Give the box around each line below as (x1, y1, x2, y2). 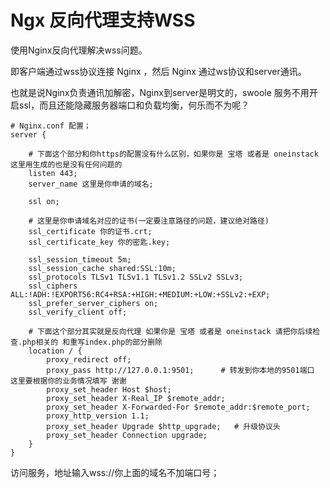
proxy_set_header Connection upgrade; (46, 430, 208, 440)
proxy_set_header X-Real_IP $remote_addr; (46, 393, 226, 403)
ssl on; (28, 196, 60, 206)
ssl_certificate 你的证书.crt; (28, 226, 153, 236)
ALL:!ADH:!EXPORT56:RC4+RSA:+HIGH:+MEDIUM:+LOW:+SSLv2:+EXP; (10, 289, 271, 300)
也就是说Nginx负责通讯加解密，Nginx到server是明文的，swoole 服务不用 (10, 86, 310, 98)
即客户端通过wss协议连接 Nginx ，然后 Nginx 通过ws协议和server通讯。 (10, 65, 307, 77)
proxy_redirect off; (46, 354, 132, 365)
